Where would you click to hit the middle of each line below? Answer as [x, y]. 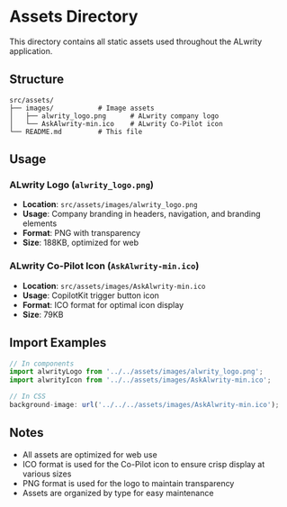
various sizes [47, 474]
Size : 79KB [43, 314]
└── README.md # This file [76, 131]
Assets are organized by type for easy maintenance [118, 493]
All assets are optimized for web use [90, 454]
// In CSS [28, 397]
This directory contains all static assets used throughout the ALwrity [136, 41]
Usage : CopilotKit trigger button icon [91, 295]
